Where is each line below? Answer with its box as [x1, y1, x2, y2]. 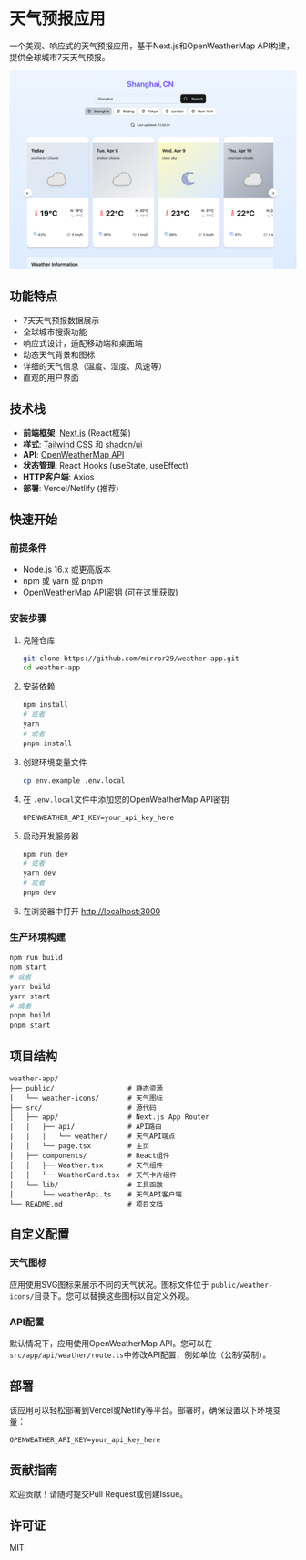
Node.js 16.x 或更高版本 [22, 564, 111, 575]
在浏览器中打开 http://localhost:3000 [22, 905, 161, 916]
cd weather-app [22, 663, 81, 672]
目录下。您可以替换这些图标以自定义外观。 [33, 1290, 194, 1302]
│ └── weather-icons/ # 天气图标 [9, 1093, 164, 1103]
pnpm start [9, 1020, 51, 1030]
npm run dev [22, 849, 68, 859]
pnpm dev [22, 888, 56, 898]
